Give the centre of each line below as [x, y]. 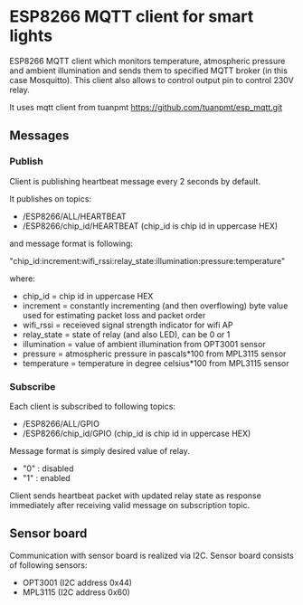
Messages [39, 136]
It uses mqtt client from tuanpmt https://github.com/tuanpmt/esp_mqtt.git [146, 107]
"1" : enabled [46, 477]
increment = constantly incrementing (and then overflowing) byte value [155, 306]
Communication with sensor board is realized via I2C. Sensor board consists [151, 555]
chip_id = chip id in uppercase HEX [88, 296]
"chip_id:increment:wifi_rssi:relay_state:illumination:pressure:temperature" [147, 260]
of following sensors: [48, 565]
